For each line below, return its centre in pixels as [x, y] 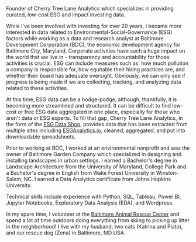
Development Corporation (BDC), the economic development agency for [93, 44]
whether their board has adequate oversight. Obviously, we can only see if [96, 76]
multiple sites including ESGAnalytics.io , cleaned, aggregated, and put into [96, 130]
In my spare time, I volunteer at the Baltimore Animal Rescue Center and [93, 214]
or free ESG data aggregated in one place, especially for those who [99, 112]
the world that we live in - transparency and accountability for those [88, 57]
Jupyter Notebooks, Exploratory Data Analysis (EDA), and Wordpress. [90, 203]
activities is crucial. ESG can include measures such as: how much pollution [97, 63]
